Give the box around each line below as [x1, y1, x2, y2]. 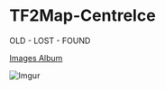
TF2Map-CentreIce [9, 5, 156, 26]
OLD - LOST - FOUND [9, 35, 91, 46]
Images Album [9, 52, 63, 63]
